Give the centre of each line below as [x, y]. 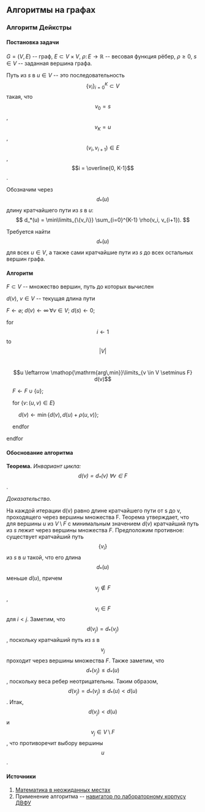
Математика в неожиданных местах [63, 790]
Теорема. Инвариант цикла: [44, 466]
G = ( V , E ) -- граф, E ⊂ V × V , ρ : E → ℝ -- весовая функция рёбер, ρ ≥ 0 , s [102, 56]
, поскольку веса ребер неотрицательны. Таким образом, [82, 681]
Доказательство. [29, 499]
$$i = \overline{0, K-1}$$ [103, 168]
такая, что [20, 96]
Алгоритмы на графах [51, 10]
